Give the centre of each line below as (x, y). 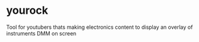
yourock (27, 10)
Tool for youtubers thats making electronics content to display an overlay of (99, 27)
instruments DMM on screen (41, 33)
